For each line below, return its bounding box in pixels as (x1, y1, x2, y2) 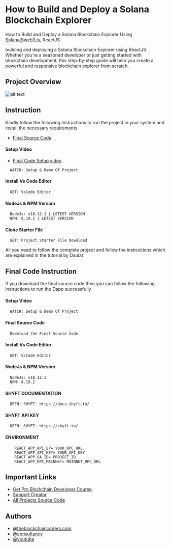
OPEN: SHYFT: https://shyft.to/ (10, 424, 79, 429)
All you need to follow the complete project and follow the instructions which (5, 247, 165, 253)
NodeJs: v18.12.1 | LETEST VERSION (10, 211, 85, 217)
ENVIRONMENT (5, 434, 39, 440)
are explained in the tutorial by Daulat (5, 252, 84, 258)
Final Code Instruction (5, 267, 77, 276)
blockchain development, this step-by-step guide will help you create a (5, 57, 154, 63)
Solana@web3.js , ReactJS (5, 37, 60, 43)
